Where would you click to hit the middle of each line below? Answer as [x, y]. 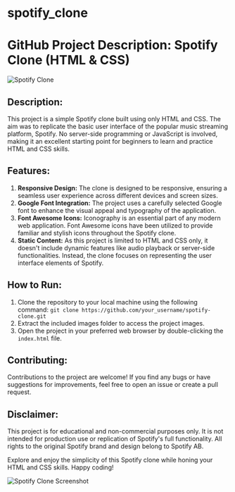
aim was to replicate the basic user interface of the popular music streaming [118, 126]
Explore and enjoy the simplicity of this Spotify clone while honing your [110, 460]
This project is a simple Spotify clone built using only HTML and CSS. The [114, 118]
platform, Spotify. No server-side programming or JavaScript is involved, [113, 134]
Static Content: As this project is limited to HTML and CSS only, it [113, 240]
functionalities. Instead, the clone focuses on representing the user [115, 255]
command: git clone [48, 309]
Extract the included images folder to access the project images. [111, 323]
